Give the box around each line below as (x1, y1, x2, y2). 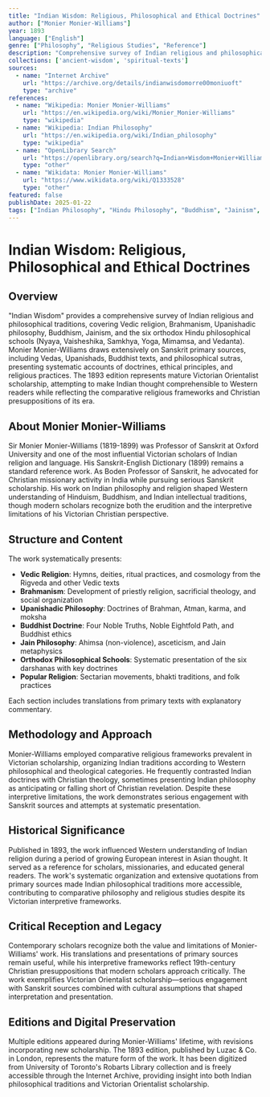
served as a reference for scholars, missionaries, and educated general (8, 862, 245, 872)
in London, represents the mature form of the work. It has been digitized (8, 1054, 247, 1063)
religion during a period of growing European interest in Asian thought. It (8, 853, 248, 863)
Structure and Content (8, 532, 123, 546)
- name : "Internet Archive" (15, 72, 110, 80)
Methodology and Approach (8, 728, 153, 742)
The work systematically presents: (8, 554, 122, 563)
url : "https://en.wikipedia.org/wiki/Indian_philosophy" (22, 131, 218, 139)
